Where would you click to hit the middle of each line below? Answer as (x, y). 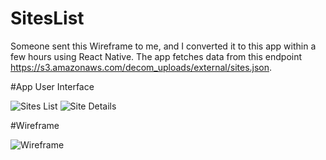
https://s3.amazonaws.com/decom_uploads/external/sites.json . (141, 67)
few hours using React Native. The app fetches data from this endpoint (156, 56)
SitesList (47, 18)
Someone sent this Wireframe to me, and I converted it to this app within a (163, 46)
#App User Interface (52, 86)
